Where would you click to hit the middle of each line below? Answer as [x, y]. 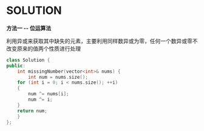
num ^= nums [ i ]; [49, 94]
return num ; [32, 111]
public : [16, 65]
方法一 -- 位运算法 [29, 28]
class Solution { [28, 60]
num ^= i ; [40, 100]
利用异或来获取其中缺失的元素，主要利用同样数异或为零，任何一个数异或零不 [102, 41]
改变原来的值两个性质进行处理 [43, 49]
